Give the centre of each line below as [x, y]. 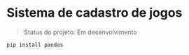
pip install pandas [35, 45]
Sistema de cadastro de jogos [94, 13]
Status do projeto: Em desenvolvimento [80, 32]
